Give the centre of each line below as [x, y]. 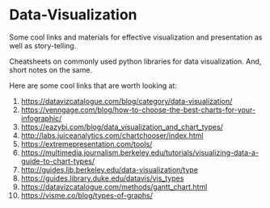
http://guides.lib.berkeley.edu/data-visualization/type [110, 169]
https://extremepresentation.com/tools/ [86, 144]
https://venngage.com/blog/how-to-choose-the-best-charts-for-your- [138, 110]
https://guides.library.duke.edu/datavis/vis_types [102, 178]
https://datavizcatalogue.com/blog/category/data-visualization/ [127, 101]
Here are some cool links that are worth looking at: [93, 85]
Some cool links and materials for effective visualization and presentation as [136, 37]
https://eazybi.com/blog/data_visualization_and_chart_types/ [122, 127]
